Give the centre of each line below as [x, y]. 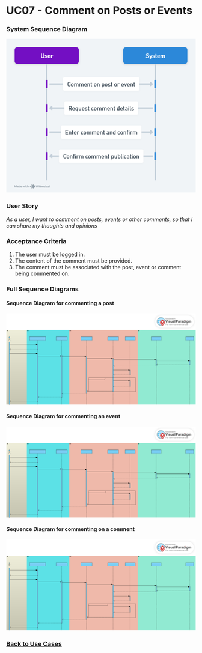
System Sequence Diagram [47, 29]
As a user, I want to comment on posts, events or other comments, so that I [99, 219]
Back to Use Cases [34, 643]
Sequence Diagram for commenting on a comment [71, 529]
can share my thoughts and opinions [52, 225]
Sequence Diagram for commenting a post [60, 303]
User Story [22, 206]
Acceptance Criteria [36, 241]
